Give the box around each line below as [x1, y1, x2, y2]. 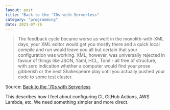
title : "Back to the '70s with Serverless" [5, 12, 100, 17]
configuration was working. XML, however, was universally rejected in [17, 52, 165, 58]
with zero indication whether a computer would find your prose [17, 63, 151, 69]
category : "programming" [5, 17, 58, 22]
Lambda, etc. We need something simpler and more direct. [5, 99, 129, 105]
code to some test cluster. [17, 74, 73, 80]
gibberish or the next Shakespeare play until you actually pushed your [17, 69, 165, 75]
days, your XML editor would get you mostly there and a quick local [17, 41, 160, 48]
